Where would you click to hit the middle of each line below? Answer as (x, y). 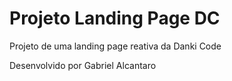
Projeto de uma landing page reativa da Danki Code (115, 46)
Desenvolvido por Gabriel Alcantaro (83, 65)
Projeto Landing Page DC (115, 18)
